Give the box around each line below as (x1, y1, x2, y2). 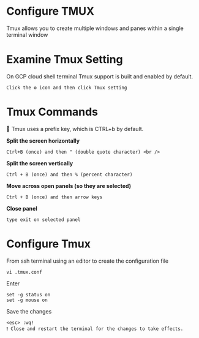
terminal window (6, 31, 48, 38)
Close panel (6, 205, 38, 212)
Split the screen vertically (6, 159, 73, 167)
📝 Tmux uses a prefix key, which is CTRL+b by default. (6, 125, 144, 132)
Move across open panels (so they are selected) (6, 182, 132, 189)
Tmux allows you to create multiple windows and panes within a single (6, 24, 184, 32)
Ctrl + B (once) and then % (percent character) (6, 171, 133, 178)
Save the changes (6, 307, 52, 315)
